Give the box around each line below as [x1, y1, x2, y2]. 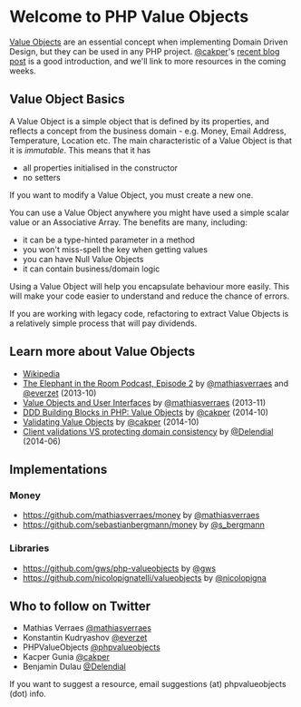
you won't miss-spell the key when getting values [22, 243, 209, 255]
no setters [22, 172, 61, 182]
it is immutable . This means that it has [9, 144, 151, 155]
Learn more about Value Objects [9, 344, 196, 359]
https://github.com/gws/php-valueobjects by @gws [22, 563, 216, 574]
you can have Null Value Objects [22, 253, 144, 264]
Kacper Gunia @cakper [22, 652, 111, 663]
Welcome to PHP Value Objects [9, 6, 249, 27]
